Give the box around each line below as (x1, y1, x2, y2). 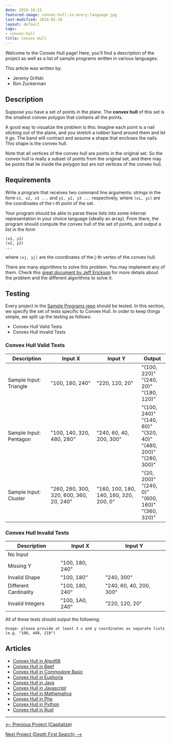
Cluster (8, 495, 25, 502)
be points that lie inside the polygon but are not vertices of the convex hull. (5, 161, 162, 167)
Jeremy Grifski (12, 75, 44, 81)
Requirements (5, 176, 51, 184)
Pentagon (8, 435, 32, 442)
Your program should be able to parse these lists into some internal (5, 210, 146, 216)
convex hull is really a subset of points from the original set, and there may (5, 155, 162, 162)
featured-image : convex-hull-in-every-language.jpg (5, 12, 117, 17)
